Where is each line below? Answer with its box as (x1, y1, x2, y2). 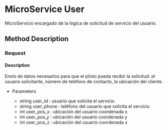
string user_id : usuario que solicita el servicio (19, 98, 115, 104)
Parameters (12, 88, 36, 94)
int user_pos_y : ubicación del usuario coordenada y (19, 114, 128, 120)
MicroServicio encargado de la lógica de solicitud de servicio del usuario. (5, 20, 157, 26)
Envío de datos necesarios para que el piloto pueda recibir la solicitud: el (5, 73, 155, 79)
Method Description (5, 35, 69, 43)
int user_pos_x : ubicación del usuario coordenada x (19, 109, 128, 115)
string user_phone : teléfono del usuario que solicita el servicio (19, 103, 150, 109)
